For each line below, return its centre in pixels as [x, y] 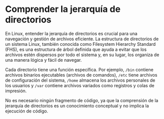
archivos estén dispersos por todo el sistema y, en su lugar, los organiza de [82, 55]
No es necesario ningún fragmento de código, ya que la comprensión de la [82, 100]
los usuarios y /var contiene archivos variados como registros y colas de [80, 85]
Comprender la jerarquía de [63, 9]
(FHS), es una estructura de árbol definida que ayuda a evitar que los [76, 49]
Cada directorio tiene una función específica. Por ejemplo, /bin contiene [79, 69]
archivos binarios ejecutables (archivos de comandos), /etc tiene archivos [81, 75]
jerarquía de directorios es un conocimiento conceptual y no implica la [77, 106]
